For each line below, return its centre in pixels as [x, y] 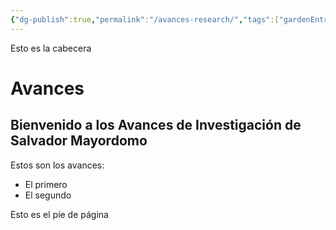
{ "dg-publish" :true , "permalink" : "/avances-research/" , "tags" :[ [145, 19]
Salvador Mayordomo [79, 141]
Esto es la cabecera [51, 48]
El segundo [48, 195]
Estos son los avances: [57, 165]
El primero [46, 184]
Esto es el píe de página [59, 214]
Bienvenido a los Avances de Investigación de [156, 125]
